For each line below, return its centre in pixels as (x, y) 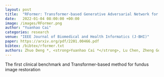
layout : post (18, 10)
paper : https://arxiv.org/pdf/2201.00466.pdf (52, 41)
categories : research (27, 32)
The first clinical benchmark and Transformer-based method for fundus (77, 64)
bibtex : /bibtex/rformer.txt (35, 46)
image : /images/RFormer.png (34, 23)
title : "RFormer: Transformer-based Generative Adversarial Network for (82, 14)
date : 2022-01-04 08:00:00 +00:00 (42, 19)
